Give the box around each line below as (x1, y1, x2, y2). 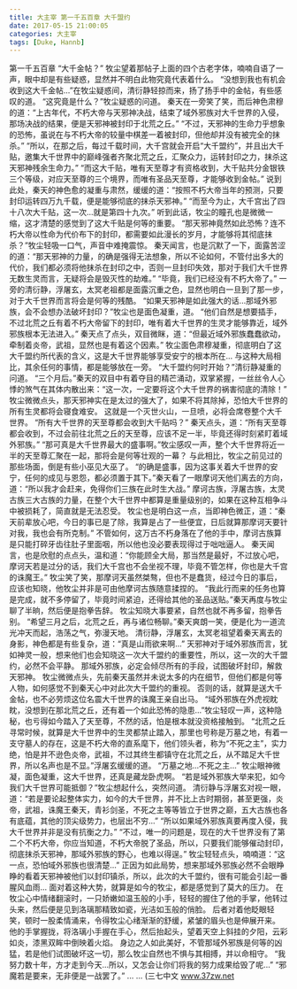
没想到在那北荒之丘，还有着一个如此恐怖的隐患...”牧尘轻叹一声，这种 (24, 705, 275, 715)
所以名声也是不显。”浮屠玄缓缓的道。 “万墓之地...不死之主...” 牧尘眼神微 (24, 761, 281, 771)
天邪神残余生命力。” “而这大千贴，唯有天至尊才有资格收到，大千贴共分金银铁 (9, 163, 286, 174)
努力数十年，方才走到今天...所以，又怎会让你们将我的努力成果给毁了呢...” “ (9, 960, 279, 970)
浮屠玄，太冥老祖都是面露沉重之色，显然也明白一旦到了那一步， (55, 284, 288, 295)
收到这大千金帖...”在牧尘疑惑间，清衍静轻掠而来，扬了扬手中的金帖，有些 (9, 85, 275, 96)
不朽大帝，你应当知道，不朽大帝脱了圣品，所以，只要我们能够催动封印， (24, 838, 288, 848)
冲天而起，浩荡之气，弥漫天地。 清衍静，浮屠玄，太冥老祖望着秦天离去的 (16, 628, 283, 638)
